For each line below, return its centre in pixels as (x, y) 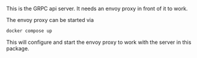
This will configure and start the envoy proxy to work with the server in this (99, 42)
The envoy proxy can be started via (50, 20)
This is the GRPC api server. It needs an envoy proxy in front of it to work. (97, 9)
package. (18, 48)
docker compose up (29, 31)
